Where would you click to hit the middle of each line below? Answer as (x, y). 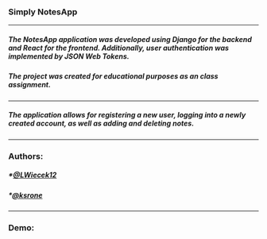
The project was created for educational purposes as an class (113, 76)
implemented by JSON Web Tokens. (69, 56)
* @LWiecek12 (33, 175)
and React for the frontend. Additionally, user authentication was (118, 48)
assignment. (30, 85)
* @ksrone (25, 195)
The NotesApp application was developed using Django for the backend (130, 39)
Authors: (26, 156)
